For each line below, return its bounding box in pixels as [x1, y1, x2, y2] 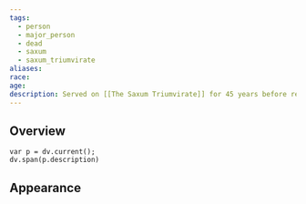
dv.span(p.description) [9, 156, 100, 165]
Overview [9, 123, 66, 138]
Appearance [9, 179, 82, 196]
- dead [17, 38, 43, 48]
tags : [9, 13, 30, 23]
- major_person [17, 30, 76, 39]
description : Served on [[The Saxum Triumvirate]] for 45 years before [9, 89, 287, 98]
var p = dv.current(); [9, 148, 96, 157]
